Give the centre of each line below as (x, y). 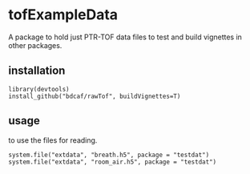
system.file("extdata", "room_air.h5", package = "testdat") (113, 162)
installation (37, 71)
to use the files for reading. (53, 140)
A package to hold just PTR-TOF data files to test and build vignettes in (125, 37)
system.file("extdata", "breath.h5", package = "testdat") (109, 155)
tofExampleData (63, 15)
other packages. (35, 45)
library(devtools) (39, 89)
